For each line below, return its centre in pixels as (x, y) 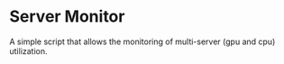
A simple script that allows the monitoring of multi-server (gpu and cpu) (142, 41)
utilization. (28, 50)
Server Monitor (67, 17)
